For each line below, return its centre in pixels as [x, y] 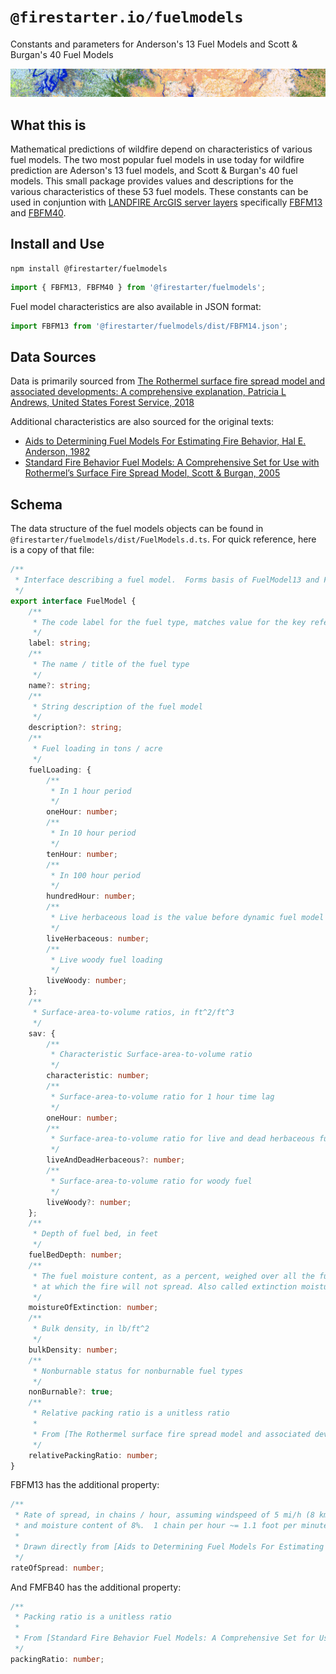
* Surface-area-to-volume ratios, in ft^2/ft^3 [133, 1012]
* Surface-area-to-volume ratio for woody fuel [151, 1181]
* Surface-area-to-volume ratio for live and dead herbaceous [182, 1139]
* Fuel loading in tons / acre [97, 749]
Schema [36, 504]
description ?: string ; [75, 728]
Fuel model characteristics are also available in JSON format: [136, 306]
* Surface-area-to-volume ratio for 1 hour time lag [162, 1096]
